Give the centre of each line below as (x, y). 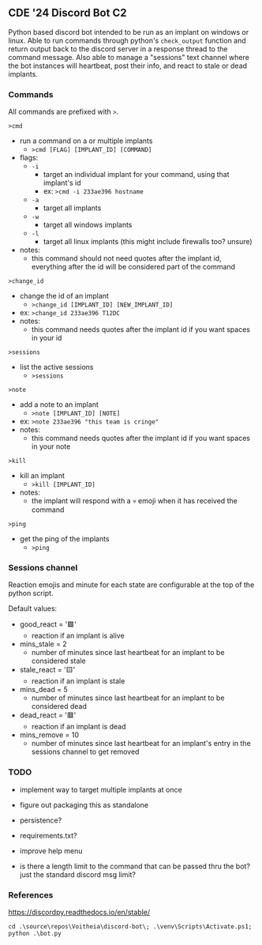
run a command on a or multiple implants (86, 141)
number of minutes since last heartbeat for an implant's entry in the (141, 744)
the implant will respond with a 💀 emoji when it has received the (135, 501)
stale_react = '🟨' (47, 670)
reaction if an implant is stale (78, 681)
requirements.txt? (48, 835)
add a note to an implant (59, 405)
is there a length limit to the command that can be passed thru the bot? (135, 866)
